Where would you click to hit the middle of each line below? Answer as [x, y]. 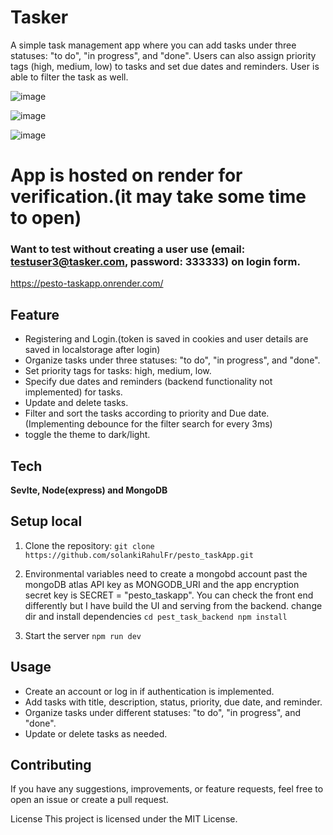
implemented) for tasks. [73, 392]
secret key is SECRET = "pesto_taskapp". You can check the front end [169, 595]
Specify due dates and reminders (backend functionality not [148, 382]
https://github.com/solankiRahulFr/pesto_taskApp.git [139, 555]
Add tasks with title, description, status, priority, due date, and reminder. [173, 702]
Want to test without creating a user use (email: [128, 249]
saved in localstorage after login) [92, 350]
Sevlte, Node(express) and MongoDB [89, 490]
